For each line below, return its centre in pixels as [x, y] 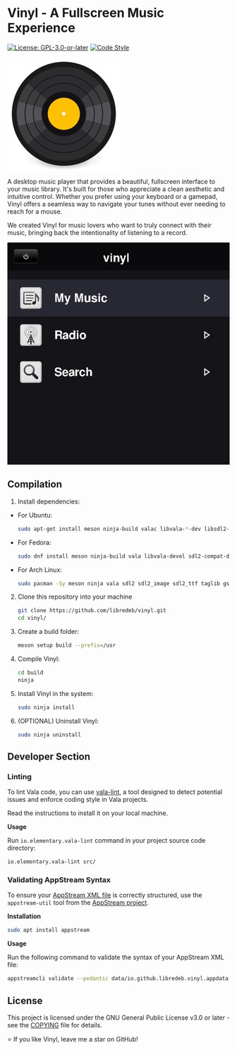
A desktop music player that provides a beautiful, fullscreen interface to [111, 181]
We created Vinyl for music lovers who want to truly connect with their [109, 225]
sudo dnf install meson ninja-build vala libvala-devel [101, 556]
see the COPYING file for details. [55, 1025]
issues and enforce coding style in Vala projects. [78, 800]
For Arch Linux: [39, 570]
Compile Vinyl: [38, 659]
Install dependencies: [49, 501]
